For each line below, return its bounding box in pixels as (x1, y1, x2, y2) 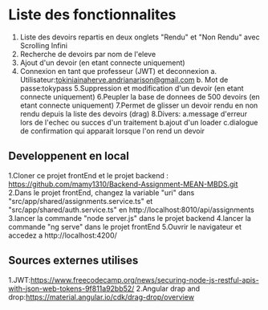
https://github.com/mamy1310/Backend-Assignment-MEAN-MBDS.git (8, 179, 238, 189)
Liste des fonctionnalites (8, 6, 177, 24)
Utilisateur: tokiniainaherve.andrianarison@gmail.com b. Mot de (19, 75, 229, 84)
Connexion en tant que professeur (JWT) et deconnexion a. (19, 66, 217, 75)
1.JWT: (8, 275, 31, 284)
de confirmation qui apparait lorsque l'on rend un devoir (19, 126, 205, 136)
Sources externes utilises (8, 254, 139, 267)
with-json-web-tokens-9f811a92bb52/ (8, 283, 135, 293)
